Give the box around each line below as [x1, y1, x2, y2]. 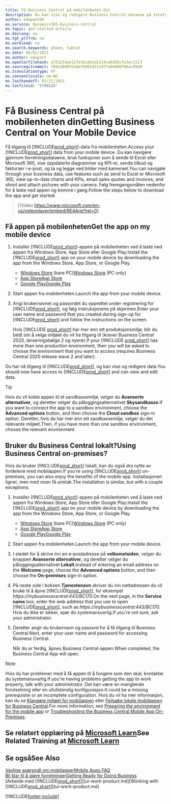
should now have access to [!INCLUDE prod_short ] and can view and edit [5, 369, 158, 375]
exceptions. [5, 484, 30, 490]
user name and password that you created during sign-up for [12, 311, 141, 317]
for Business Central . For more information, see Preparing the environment [5, 703, 161, 709]
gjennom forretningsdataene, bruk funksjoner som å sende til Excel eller [5, 154, 157, 160]
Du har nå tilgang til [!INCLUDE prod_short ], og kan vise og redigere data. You [5, 364, 166, 370]
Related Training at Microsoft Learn [5, 736, 120, 745]
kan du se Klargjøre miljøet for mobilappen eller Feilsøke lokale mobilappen [5, 698, 163, 704]
